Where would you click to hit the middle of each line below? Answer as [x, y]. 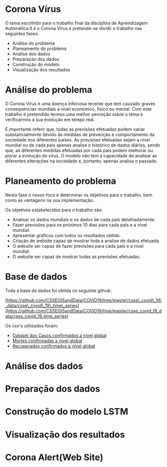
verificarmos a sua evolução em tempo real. [50, 119]
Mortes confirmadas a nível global [47, 340]
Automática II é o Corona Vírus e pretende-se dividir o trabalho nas [74, 28]
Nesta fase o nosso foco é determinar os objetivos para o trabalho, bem [79, 195]
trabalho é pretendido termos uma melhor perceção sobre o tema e [74, 114]
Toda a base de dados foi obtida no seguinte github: [58, 291]
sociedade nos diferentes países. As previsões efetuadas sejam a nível [78, 140]
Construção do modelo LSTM [67, 412]
